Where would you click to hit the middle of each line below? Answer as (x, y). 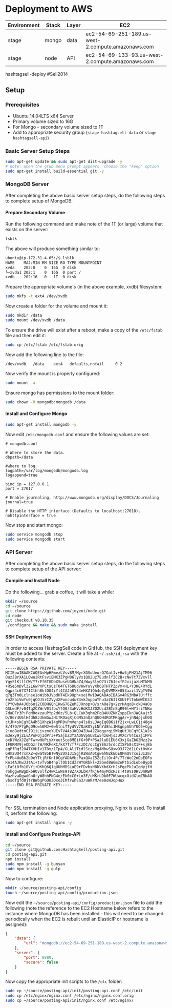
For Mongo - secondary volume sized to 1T (58, 127)
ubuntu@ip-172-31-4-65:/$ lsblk (40, 258)
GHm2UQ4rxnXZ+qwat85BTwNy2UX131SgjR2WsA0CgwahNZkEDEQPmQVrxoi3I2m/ (79, 754)
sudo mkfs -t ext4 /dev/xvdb (36, 296)
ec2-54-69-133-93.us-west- (125, 55)
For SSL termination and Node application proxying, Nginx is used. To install (85, 808)
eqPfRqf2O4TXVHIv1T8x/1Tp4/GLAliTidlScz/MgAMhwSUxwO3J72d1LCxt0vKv (79, 749)
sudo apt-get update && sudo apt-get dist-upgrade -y (64, 161)
